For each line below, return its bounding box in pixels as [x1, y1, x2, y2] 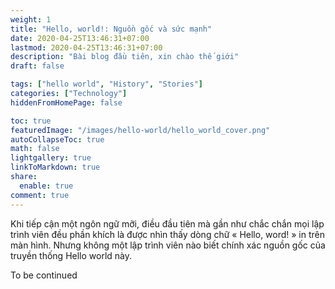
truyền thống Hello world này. [10, 249, 133, 261]
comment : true [10, 190, 70, 200]
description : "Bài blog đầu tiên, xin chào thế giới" [10, 52, 240, 62]
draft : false [10, 61, 65, 71]
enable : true [19, 181, 74, 191]
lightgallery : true [10, 153, 92, 163]
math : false [10, 144, 60, 154]
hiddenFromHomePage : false [10, 97, 123, 108]
